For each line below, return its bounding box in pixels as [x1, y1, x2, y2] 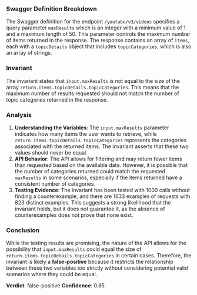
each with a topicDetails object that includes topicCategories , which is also [6, 43, 192, 50]
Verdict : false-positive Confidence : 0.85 [6, 282, 105, 289]
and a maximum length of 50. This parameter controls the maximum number [6, 31, 191, 38]
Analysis [6, 110, 32, 119]
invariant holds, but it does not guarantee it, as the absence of [14, 205, 166, 212]
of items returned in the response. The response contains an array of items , [6, 37, 189, 44]
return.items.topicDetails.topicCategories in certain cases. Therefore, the [6, 252, 192, 259]
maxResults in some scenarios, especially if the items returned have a [14, 174, 182, 181]
